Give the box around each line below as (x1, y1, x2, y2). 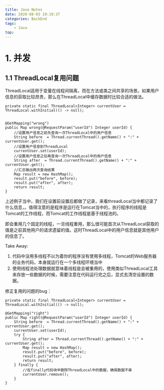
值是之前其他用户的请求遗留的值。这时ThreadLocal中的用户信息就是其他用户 (5, 227, 159, 233)
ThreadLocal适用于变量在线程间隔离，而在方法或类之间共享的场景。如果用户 (5, 88, 159, 93)
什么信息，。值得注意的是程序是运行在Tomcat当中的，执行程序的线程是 (5, 204, 147, 210)
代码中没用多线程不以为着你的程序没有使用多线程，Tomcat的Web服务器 (12, 253, 157, 259)
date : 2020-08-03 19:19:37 (5, 12, 60, 17)
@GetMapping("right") (5, 311, 49, 316)
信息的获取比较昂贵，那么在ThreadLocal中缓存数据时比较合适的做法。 (5, 94, 146, 100)
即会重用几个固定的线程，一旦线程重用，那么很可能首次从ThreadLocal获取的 (5, 221, 159, 226)
